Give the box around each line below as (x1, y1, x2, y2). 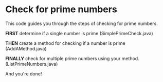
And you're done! (5, 70, 42, 77)
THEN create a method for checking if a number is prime (5, 40, 125, 46)
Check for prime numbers (5, 4, 117, 15)
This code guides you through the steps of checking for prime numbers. (5, 20, 158, 26)
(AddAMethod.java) (5, 45, 47, 51)
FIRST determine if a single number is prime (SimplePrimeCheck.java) (5, 30, 153, 36)
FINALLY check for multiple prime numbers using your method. (5, 55, 140, 62)
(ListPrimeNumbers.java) (5, 61, 58, 67)
